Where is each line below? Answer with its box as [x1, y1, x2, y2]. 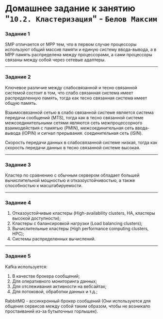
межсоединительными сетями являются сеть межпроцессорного [5, 120, 143, 126]
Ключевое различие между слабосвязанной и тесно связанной [5, 84, 137, 90]
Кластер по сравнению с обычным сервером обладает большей [5, 173, 140, 178]
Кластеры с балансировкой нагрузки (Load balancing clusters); [12, 221, 143, 226]
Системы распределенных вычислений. [12, 236, 96, 242]
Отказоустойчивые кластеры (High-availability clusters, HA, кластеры [12, 210, 155, 216]
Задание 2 [5, 74, 31, 80]
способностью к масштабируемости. [5, 183, 83, 189]
